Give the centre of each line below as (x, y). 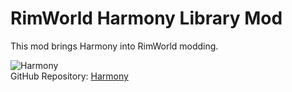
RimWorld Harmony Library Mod (146, 18)
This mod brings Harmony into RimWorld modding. (114, 46)
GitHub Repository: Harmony (69, 76)
